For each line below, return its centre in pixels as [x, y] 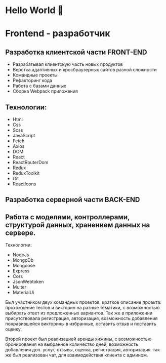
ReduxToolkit [26, 173]
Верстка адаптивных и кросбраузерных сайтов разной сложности [85, 70]
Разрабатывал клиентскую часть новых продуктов [68, 64]
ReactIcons [24, 184]
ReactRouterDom [30, 162]
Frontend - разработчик [58, 34]
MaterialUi [23, 293]
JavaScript [24, 135]
